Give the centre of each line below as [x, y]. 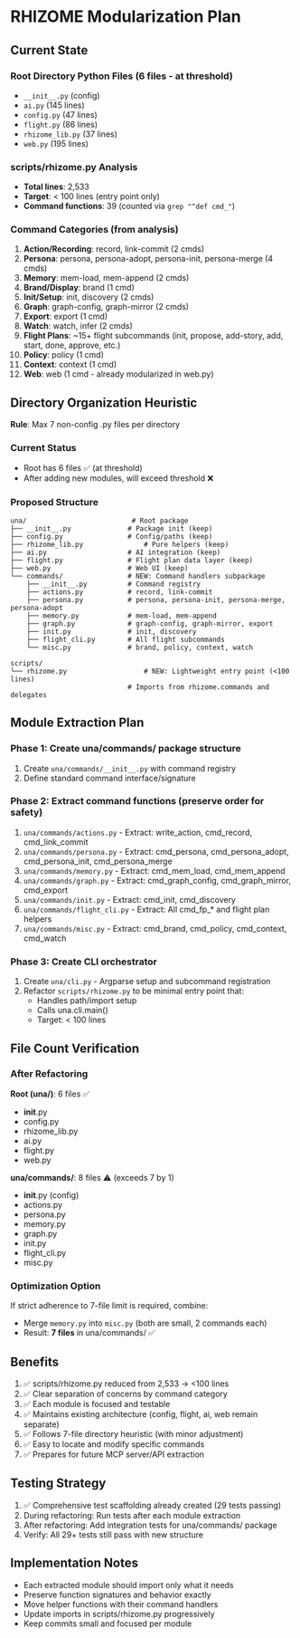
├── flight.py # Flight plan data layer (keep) [132, 560]
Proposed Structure [54, 502]
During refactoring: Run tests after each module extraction [132, 1515]
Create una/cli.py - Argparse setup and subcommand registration [147, 982]
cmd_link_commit [56, 842]
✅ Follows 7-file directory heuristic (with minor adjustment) [133, 1433]
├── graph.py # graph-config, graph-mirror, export [150, 623]
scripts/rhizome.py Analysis [74, 167]
